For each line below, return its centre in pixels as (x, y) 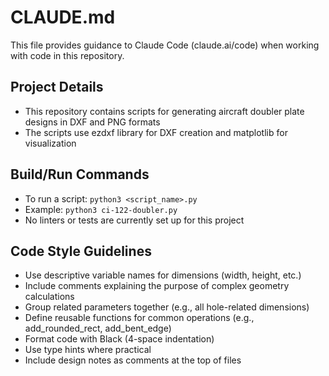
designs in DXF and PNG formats (92, 122)
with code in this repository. (67, 55)
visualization (50, 143)
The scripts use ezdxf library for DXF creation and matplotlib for (156, 132)
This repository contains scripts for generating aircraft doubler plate (164, 111)
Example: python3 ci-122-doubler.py (101, 209)
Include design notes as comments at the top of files (133, 360)
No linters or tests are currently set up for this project (134, 220)
